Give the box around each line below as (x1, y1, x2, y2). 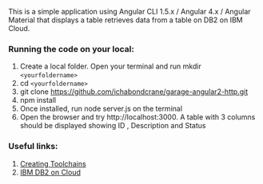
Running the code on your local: (8, 43, 134, 54)
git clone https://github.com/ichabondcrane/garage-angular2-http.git (19, 87, 249, 96)
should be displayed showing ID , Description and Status (19, 121, 206, 131)
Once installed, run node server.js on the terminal (19, 104, 182, 114)
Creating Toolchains (19, 159, 86, 168)
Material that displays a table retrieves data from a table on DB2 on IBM (8, 15, 244, 25)
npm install (19, 96, 57, 105)
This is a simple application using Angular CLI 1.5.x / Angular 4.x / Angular (8, 7, 251, 16)
